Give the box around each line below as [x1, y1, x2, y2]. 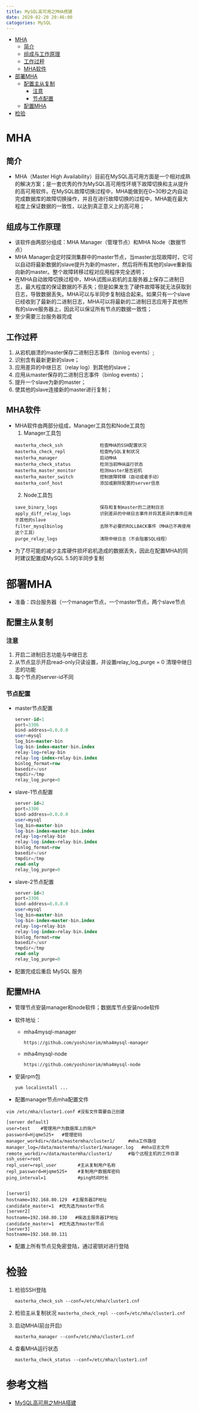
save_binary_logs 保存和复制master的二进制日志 [14, 504, 165, 510]
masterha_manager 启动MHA [14, 455, 117, 461]
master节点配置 [14, 705, 53, 712]
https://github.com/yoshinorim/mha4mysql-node [23, 1062, 141, 1067]
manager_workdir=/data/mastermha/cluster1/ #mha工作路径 [6, 1138, 157, 1144]
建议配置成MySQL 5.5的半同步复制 [20, 554, 104, 561]
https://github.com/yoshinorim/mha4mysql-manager [23, 1040, 149, 1045]
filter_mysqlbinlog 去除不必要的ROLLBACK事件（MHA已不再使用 [14, 523, 191, 529]
